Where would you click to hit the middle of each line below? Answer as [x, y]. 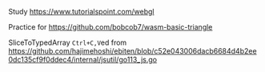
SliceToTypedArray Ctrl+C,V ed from [68, 42]
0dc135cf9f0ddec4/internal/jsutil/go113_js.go [83, 60]
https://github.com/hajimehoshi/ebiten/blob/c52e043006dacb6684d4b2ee [133, 51]
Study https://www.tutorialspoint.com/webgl [81, 12]
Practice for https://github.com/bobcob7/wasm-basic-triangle [110, 27]
